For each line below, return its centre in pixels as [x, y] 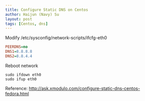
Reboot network [22, 66]
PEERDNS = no [16, 47]
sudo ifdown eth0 [23, 75]
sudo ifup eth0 [21, 79]
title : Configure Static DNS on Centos [47, 10]
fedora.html [17, 94]
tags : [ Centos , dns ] [27, 24]
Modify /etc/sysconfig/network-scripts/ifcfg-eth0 [56, 38]
